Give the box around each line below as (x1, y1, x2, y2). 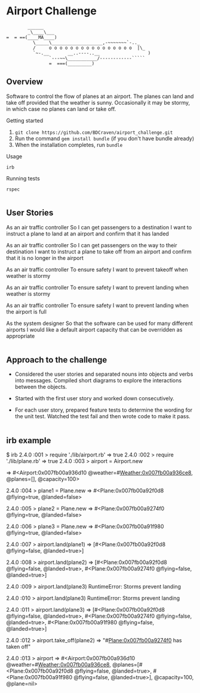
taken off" (6, 643, 31, 651)
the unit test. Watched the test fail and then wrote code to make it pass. (14, 413, 191, 420)
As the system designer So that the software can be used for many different (6, 320, 193, 327)
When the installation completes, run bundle (14, 141, 123, 148)
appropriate (6, 332, 35, 339)
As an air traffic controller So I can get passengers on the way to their (6, 241, 177, 249)
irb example (6, 435, 51, 446)
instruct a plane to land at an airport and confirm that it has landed (6, 230, 169, 237)
